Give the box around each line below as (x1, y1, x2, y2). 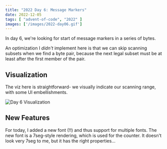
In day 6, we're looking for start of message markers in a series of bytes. (5, 35, 156, 41)
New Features (5, 114, 50, 122)
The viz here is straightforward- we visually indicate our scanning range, (5, 84, 156, 90)
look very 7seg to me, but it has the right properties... (5, 137, 116, 144)
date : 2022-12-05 (5, 12, 42, 17)
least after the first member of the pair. (5, 56, 86, 62)
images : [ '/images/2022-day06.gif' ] (5, 21, 82, 27)
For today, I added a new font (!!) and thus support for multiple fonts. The (5, 127, 157, 133)
